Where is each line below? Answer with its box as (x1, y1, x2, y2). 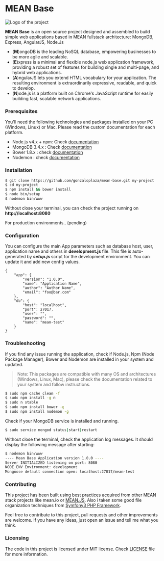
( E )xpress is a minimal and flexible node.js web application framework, (12, 59, 155, 65)
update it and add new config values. (5, 259, 80, 265)
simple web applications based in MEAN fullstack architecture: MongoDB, (5, 34, 154, 40)
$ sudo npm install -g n (5, 396, 56, 401)
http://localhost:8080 (5, 210, 50, 216)
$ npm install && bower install (5, 187, 71, 192)
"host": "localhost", (23, 303, 67, 308)
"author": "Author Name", (23, 286, 76, 291)
